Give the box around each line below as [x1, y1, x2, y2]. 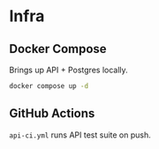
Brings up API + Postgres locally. [9, 64, 128, 75]
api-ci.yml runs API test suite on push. [9, 130, 152, 140]
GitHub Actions [9, 106, 95, 121]
